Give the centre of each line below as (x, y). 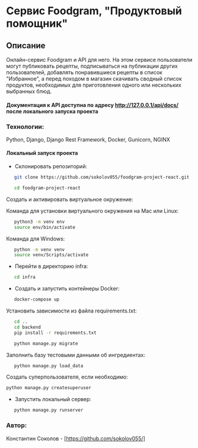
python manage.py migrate (46, 343)
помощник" (37, 23)
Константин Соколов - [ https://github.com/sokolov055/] (76, 438)
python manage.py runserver (49, 410)
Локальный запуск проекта (42, 153)
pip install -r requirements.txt (55, 333)
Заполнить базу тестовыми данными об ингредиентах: (76, 355)
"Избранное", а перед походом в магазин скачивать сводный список (94, 79)
